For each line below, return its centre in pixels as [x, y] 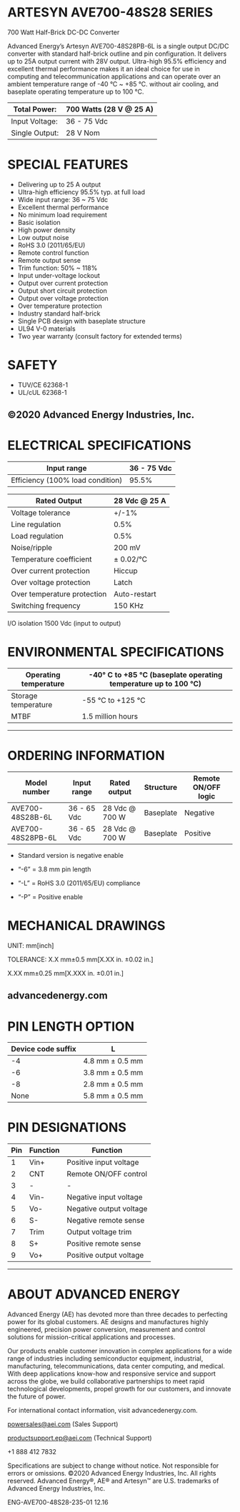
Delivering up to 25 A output [59, 184]
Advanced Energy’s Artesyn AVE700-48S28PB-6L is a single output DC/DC [118, 46]
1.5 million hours [110, 716]
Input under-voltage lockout [59, 275]
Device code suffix [44, 1049]
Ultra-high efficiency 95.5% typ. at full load [81, 192]
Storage [24, 696]
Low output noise [43, 237]
